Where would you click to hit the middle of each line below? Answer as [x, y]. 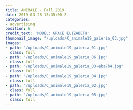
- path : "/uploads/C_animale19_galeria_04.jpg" [57, 76]
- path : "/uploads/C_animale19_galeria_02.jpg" [57, 85]
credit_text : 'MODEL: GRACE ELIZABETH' [47, 33]
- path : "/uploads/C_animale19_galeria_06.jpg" [57, 57]
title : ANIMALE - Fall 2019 [35, 10]
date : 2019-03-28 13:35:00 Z [36, 15]
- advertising [20, 24]
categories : [18, 19]
